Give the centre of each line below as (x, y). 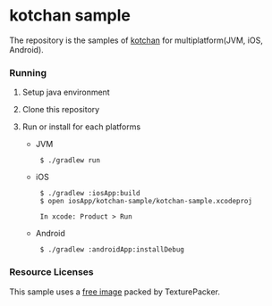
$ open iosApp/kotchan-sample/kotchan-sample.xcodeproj (146, 202)
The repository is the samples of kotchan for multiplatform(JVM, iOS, (136, 40)
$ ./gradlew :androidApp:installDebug (112, 250)
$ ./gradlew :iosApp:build (90, 194)
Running (28, 72)
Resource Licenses (51, 272)
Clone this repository (61, 110)
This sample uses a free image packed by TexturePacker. (115, 292)
